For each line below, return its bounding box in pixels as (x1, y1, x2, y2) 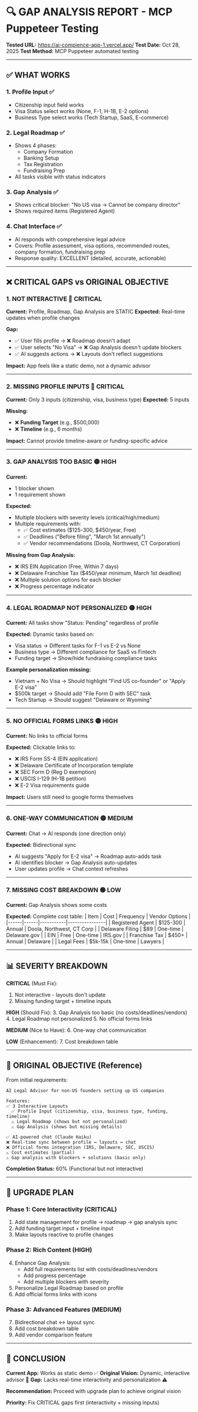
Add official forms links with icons (14, 1291, 97, 1298)
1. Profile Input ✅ (6, 88, 55, 96)
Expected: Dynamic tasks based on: (6, 631, 94, 638)
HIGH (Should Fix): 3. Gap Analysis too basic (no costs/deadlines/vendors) (6, 1009, 187, 1016)
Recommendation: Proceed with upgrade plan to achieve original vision (6, 1387, 181, 1394)
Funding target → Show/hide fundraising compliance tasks (14, 655, 157, 662)
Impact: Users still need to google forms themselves (6, 794, 134, 801)
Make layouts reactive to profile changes (14, 1231, 114, 1238)
